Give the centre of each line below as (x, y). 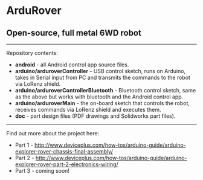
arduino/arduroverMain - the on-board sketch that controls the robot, (102, 103)
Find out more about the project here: (53, 133)
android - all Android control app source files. (72, 65)
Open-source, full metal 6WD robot (74, 33)
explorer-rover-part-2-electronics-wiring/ (67, 164)
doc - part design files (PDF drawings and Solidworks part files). (95, 116)
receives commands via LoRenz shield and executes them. (88, 110)
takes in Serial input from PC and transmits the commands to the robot (102, 77)
